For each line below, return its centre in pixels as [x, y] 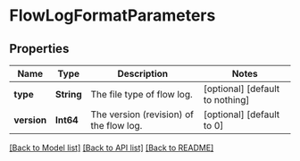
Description [143, 74]
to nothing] [226, 100]
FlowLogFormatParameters [112, 16]
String [68, 94]
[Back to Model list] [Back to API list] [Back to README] [112, 148]
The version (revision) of [142, 114]
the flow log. [117, 126]
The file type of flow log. [142, 94]
